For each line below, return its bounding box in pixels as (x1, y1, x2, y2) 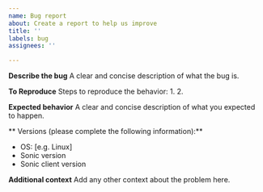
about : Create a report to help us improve (8, 19, 158, 27)
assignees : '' (8, 42, 57, 50)
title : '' (8, 27, 42, 35)
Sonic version (19, 151, 66, 161)
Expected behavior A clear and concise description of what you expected (8, 102, 256, 112)
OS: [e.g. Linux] (19, 142, 73, 152)
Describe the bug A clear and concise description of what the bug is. (8, 71, 240, 81)
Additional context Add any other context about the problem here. (8, 175, 231, 185)
